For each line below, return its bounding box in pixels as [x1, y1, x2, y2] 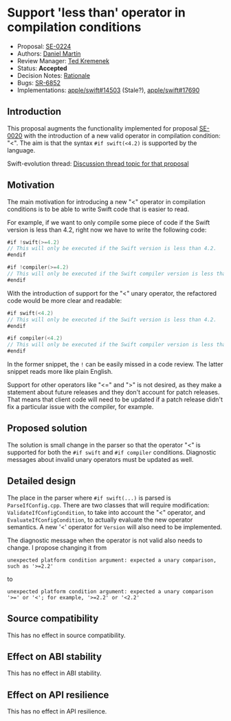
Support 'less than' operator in [7, 5, 186, 21]
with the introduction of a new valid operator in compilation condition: [23, 131, 221, 140]
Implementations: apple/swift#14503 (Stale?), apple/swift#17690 [16, 86, 200, 94]
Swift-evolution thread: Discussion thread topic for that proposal [7, 159, 189, 168]
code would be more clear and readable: [7, 296, 122, 304]
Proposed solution [7, 423, 87, 434]
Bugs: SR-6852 [16, 78, 60, 87]
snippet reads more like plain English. [7, 368, 113, 376]
